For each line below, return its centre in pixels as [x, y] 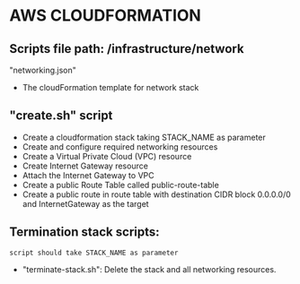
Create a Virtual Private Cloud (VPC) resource [107, 156]
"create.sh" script [61, 116]
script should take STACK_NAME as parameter [94, 253]
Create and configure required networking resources [120, 146]
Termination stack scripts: [84, 232]
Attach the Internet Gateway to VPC [88, 175]
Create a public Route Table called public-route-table [121, 185]
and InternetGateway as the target [86, 203]
